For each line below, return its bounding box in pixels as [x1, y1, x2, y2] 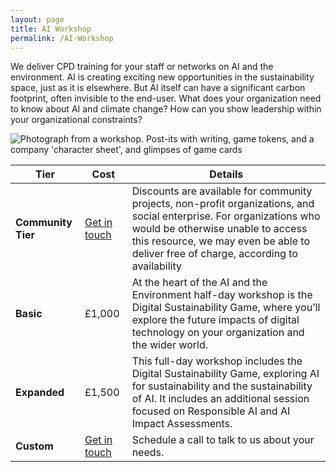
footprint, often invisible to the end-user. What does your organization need [10, 92, 322, 105]
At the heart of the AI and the [131, 276, 268, 290]
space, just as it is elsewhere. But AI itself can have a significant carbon [10, 82, 306, 94]
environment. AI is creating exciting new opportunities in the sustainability [10, 71, 315, 83]
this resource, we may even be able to [131, 234, 310, 248]
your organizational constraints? [10, 114, 143, 126]
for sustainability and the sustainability [131, 379, 313, 393]
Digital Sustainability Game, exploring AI [131, 367, 320, 381]
